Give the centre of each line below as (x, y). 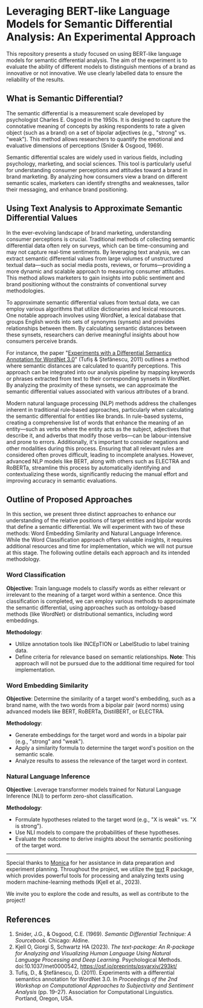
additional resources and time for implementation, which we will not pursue (100, 546)
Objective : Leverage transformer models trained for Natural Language (94, 790)
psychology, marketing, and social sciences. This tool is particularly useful (99, 163)
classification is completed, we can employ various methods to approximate (101, 601)
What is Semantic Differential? (65, 99)
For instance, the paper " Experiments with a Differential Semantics (89, 352)
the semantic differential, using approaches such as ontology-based (91, 607)
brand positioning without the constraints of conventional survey (87, 284)
